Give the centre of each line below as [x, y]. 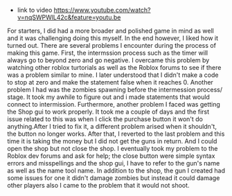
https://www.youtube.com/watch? [102, 10]
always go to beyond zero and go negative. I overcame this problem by [108, 60]
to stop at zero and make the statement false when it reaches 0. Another [110, 82]
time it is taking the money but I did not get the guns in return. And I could [112, 141]
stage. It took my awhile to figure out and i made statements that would [108, 97]
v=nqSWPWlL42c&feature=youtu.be [69, 17]
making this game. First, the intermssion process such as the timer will [108, 53]
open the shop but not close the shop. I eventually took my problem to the [113, 149]
